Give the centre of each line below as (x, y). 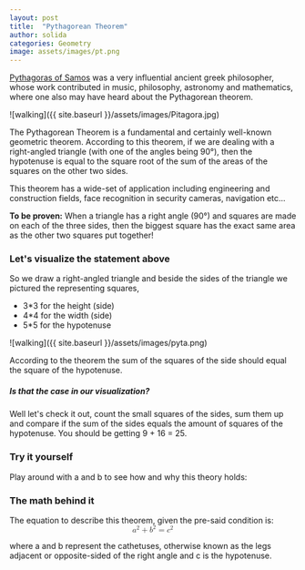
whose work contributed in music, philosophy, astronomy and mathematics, (152, 87)
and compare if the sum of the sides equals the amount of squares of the (147, 423)
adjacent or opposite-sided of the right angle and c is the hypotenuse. (141, 555)
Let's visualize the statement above (90, 259)
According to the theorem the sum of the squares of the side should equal (148, 361)
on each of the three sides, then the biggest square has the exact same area (152, 226)
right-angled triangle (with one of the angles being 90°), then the (131, 152)
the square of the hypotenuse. (66, 371)
